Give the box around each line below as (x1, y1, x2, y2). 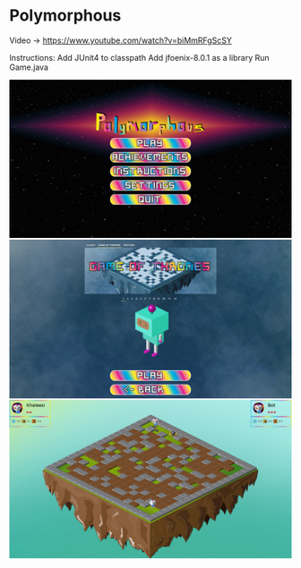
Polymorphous (9, 5, 122, 26)
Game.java (9, 62, 49, 72)
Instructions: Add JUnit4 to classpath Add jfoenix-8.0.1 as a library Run (9, 52, 271, 63)
